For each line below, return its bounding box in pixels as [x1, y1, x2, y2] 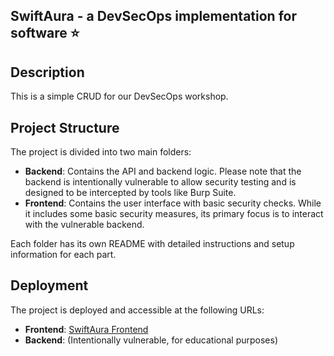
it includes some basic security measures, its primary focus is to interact [24, 208, 324, 220]
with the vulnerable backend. [24, 219, 145, 231]
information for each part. [10, 249, 117, 261]
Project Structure [10, 119, 120, 136]
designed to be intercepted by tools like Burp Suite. [24, 187, 237, 199]
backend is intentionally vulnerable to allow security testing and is [24, 176, 297, 188]
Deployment [10, 277, 89, 294]
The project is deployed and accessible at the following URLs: [10, 304, 265, 316]
